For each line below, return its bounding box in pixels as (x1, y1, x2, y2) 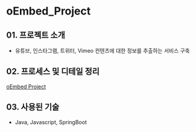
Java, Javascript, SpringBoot (14, 118, 87, 125)
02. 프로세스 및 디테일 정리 (6, 67, 100, 77)
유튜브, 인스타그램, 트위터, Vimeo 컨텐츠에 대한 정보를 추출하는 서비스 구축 (14, 47, 190, 54)
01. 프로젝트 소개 (6, 30, 65, 40)
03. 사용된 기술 (6, 102, 60, 113)
